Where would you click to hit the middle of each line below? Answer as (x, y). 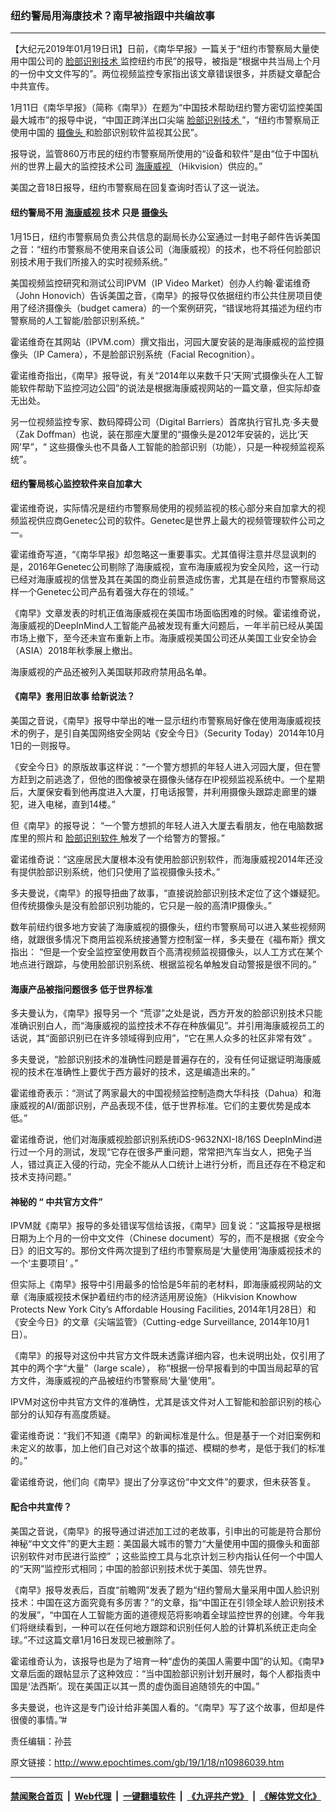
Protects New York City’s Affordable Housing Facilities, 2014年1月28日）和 (163, 1309)
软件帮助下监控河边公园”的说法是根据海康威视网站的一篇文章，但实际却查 (170, 388)
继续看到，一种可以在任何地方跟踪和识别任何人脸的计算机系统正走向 (167, 1627)
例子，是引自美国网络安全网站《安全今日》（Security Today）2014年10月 (176, 733)
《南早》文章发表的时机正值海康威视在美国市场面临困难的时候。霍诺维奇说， (168, 613)
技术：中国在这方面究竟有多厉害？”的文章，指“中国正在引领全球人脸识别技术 (167, 1602)
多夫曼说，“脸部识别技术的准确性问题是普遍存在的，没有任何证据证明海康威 (166, 1059)
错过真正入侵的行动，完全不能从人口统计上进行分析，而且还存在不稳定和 (176, 1164)
